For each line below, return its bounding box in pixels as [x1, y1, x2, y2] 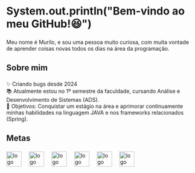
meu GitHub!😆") [6, 17, 92, 31]
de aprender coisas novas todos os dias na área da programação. [6, 45, 170, 52]
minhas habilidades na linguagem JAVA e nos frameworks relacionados [6, 109, 184, 116]
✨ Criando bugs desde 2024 [6, 80, 77, 88]
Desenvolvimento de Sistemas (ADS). [6, 96, 100, 104]
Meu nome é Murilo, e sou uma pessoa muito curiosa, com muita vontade [6, 39, 189, 46]
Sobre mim [6, 62, 48, 73]
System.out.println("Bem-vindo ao [6, 4, 185, 18]
